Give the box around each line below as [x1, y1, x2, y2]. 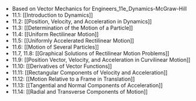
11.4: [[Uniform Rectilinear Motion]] [11, 31, 99, 38]
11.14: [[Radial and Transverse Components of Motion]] [11, 88, 148, 95]
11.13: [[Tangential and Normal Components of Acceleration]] [11, 82, 163, 89]
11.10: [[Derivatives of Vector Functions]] [11, 63, 112, 70]
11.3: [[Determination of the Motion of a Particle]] [11, 24, 133, 31]
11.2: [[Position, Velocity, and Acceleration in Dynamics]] [11, 18, 152, 25]
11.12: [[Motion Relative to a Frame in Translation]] [11, 75, 135, 82]
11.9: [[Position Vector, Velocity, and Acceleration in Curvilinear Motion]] [11, 57, 191, 63]
